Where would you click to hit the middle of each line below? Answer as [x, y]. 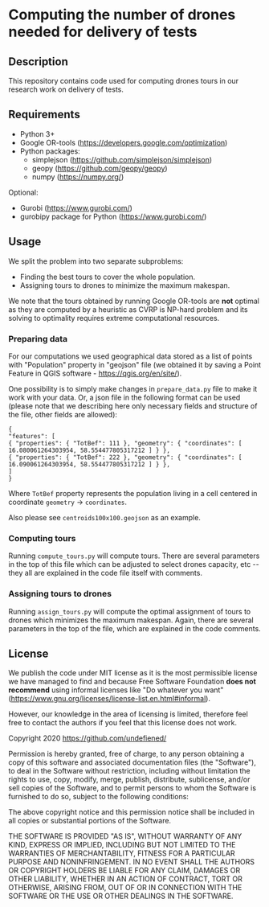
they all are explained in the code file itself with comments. [106, 573]
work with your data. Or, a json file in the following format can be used [124, 397]
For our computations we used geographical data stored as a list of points [130, 356]
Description [38, 62]
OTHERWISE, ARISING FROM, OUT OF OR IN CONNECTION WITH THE [125, 888]
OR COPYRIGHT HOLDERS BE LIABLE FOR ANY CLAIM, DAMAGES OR [124, 871]
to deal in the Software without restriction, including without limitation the [129, 771]
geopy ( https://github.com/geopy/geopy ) [100, 168]
